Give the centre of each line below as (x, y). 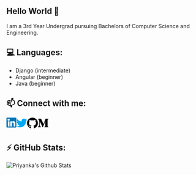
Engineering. (22, 32)
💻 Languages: (35, 53)
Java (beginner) (35, 83)
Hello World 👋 (33, 11)
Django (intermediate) (43, 70)
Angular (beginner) (39, 76)
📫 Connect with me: (46, 104)
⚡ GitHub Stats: (36, 147)
